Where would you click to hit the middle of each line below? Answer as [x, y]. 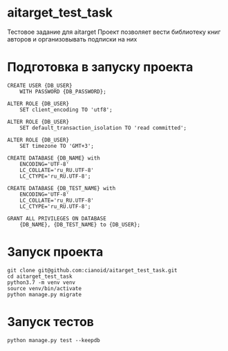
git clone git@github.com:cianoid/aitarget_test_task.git [92, 270]
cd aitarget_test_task [40, 276]
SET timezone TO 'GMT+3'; [57, 146]
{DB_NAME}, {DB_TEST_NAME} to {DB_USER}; [80, 225]
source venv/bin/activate [44, 288]
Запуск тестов [51, 322]
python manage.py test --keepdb [54, 340]
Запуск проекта [55, 252]
